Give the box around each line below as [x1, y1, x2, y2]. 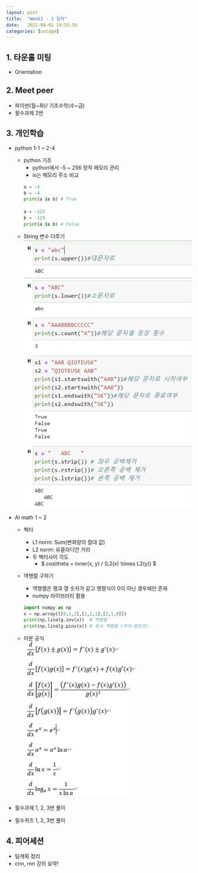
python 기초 [23, 157, 52, 164]
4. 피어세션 [6, 836, 44, 846]
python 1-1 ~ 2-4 [14, 144, 55, 151]
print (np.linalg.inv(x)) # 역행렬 [23, 617, 107, 623]
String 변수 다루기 [23, 232, 65, 239]
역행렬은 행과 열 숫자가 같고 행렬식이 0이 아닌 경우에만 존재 [32, 585, 168, 592]
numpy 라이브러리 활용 [32, 592, 85, 599]
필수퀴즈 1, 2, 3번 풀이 [14, 817, 66, 824]
